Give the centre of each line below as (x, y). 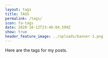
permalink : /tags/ (24, 18)
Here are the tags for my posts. (36, 50)
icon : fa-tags (19, 23)
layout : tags (18, 9)
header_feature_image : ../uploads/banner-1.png (54, 37)
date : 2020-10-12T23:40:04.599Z (38, 28)
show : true (16, 32)
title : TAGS (17, 14)
